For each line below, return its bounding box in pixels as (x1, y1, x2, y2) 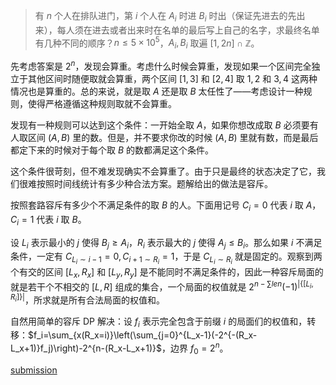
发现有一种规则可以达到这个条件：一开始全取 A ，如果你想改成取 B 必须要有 (10, 119, 319, 131)
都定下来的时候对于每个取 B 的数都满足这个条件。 (10, 144, 215, 156)
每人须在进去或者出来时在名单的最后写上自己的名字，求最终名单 (56, 24, 320, 36)
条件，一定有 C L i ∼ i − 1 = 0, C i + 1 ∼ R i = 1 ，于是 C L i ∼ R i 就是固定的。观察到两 (10, 250, 323, 266)
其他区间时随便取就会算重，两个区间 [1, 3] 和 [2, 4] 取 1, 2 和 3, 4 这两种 (27, 72, 318, 84)
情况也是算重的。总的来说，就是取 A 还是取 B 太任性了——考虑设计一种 (10, 85, 304, 97)
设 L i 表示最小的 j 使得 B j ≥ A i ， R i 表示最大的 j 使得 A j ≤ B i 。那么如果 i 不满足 (10, 236, 323, 251)
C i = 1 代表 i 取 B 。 (10, 213, 87, 228)
